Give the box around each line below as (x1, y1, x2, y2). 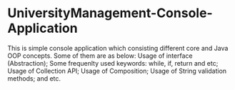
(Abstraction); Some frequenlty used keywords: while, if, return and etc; (7, 59, 219, 67)
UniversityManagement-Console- (7, 5, 213, 21)
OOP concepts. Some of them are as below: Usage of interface (7, 51, 193, 60)
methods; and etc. (7, 74, 61, 83)
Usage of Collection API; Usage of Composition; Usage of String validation (7, 66, 227, 75)
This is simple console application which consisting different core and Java (7, 44, 229, 52)
